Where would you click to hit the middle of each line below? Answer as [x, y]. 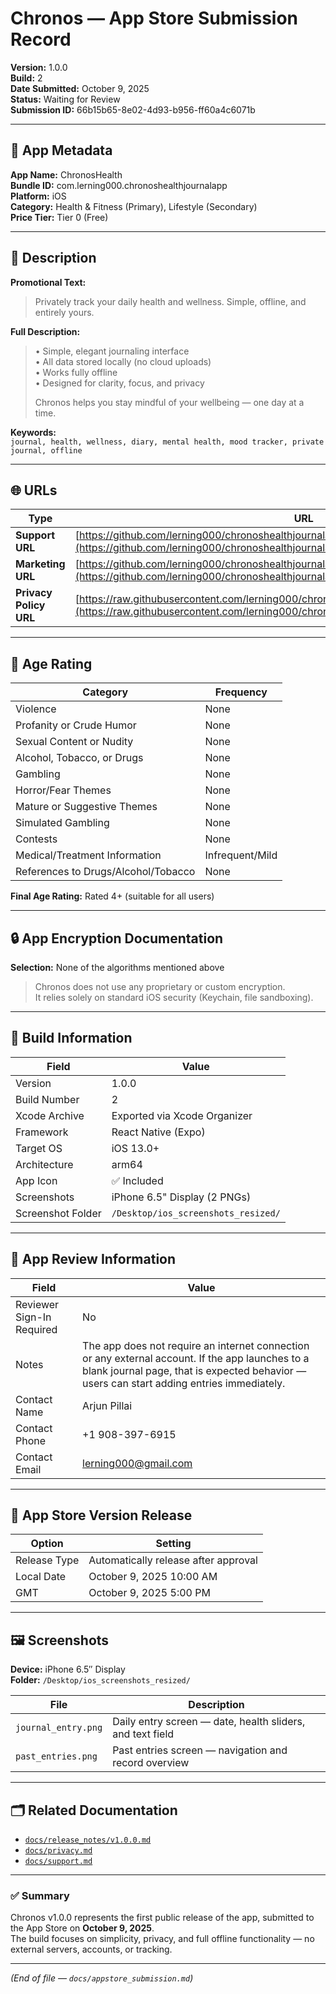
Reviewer [37, 1304]
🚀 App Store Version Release [101, 1515]
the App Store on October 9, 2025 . [82, 1928]
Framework [42, 1132]
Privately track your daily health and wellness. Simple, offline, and [170, 301]
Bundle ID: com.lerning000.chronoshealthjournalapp [119, 185]
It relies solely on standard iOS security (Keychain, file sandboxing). [174, 997]
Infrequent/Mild [241, 855]
